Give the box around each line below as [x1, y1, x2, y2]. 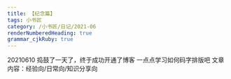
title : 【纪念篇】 [7, 10, 56, 17]
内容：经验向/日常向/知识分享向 [7, 64, 98, 73]
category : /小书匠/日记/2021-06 [7, 23, 97, 30]
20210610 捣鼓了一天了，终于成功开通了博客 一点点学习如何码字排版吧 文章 [7, 56, 225, 64]
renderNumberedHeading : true [7, 29, 92, 37]
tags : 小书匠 [7, 17, 42, 24]
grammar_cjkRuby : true [7, 36, 73, 43]
